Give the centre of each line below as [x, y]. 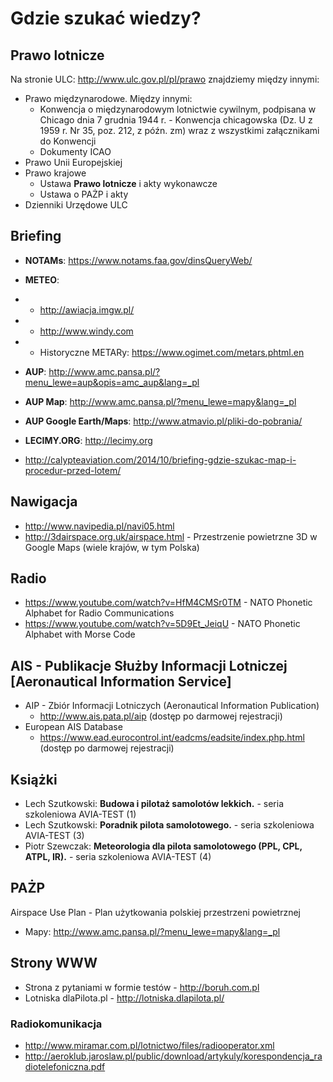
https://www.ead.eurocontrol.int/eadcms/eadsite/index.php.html [172, 738]
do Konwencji [68, 141]
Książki [34, 779]
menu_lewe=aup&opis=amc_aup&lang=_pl [112, 382]
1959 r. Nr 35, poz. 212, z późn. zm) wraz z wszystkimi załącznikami [179, 130]
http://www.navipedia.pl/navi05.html [99, 526]
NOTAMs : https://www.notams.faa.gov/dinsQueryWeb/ [138, 260]
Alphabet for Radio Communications [99, 613]
